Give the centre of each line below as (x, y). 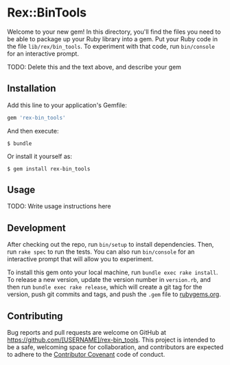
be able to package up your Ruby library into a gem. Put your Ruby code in (113, 38)
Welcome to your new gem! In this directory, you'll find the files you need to (114, 32)
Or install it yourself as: (39, 156)
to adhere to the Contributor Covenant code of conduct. (86, 355)
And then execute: (33, 131)
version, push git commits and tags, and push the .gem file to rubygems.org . (114, 294)
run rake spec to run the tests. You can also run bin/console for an (101, 252)
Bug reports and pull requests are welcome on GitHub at (87, 333)
